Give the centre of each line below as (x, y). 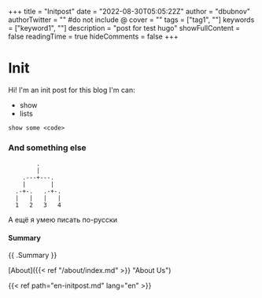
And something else (47, 147)
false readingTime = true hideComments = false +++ (93, 36)
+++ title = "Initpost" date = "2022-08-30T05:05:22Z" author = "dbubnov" (129, 11)
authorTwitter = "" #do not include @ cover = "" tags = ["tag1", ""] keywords (131, 20)
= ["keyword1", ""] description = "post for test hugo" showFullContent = (124, 28)
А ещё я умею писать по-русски (63, 220)
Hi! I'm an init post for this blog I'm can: (72, 90)
